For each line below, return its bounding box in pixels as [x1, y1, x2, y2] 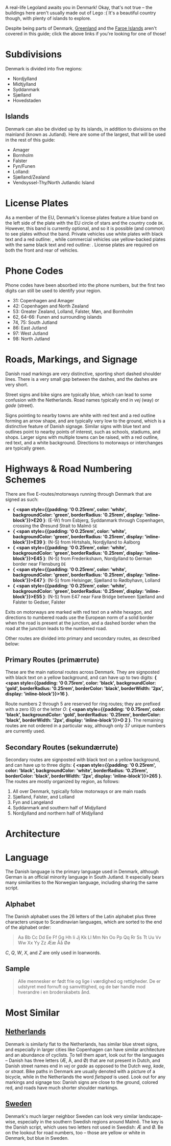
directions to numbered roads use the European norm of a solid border [5, 614, 154, 620]
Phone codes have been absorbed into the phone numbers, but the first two [5, 282, 165, 288]
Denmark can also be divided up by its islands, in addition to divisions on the [5, 126, 166, 132]
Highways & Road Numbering [5, 463, 132, 474]
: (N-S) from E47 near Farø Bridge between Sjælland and [45, 593, 164, 599]
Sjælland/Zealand [12, 174, 50, 180]
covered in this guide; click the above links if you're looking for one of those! [5, 31, 166, 36]
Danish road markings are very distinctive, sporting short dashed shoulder [5, 371, 162, 377]
